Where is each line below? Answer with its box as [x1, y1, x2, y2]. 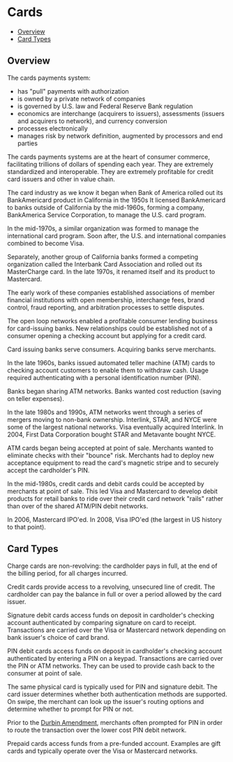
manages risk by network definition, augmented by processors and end [17, 131, 223, 140]
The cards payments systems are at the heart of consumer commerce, [7, 152, 211, 161]
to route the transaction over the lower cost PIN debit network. [7, 726, 187, 734]
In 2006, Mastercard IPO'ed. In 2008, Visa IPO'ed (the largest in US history [7, 515, 222, 524]
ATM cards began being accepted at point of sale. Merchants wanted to [7, 444, 214, 452]
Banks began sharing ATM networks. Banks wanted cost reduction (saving [7, 387, 222, 395]
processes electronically [17, 124, 89, 133]
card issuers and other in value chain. [7, 175, 115, 183]
